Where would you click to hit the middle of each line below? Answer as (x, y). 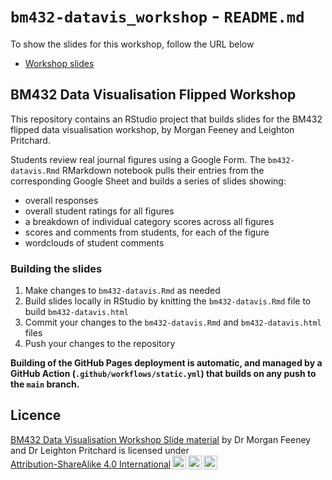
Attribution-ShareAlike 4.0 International (91, 464)
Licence (36, 415)
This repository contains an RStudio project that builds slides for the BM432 (166, 119)
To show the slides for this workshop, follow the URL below (132, 44)
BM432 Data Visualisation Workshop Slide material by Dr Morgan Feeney (161, 439)
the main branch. (45, 384)
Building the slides (56, 268)
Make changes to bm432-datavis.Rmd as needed (122, 291)
